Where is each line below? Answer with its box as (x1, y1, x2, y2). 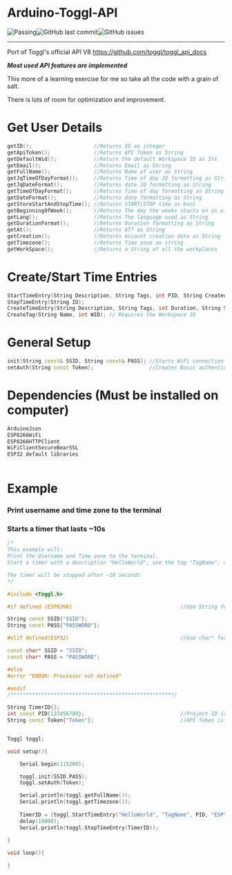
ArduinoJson (7, 425, 41, 432)
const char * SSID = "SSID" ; (7, 647, 88, 655)
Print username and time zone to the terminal (7, 505, 162, 515)
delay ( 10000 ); (19, 817, 60, 824)
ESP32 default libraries (7, 451, 79, 458)
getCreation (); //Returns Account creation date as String (7, 233, 221, 240)
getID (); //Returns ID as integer (7, 142, 166, 150)
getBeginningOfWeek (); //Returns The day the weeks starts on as (7, 207, 217, 214)
